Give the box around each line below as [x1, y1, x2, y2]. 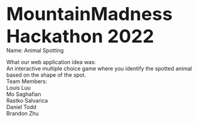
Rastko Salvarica [6, 97, 49, 104]
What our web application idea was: [6, 59, 96, 65]
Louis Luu [6, 84, 31, 91]
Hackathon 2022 [6, 25, 155, 47]
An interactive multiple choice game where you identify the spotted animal [6, 65, 193, 72]
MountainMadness [6, 2, 173, 25]
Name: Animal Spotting [6, 47, 64, 54]
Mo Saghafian [6, 91, 41, 98]
